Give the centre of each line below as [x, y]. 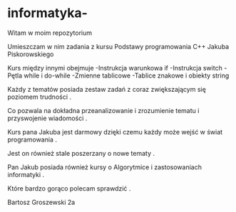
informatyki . [26, 174]
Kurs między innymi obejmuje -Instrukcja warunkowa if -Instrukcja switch [115, 68]
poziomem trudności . [40, 97]
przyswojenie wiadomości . [47, 118]
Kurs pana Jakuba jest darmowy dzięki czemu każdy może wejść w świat [115, 132]
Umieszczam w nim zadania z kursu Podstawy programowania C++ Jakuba [118, 46]
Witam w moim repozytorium [50, 33]
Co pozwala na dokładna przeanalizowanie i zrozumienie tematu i [103, 110]
